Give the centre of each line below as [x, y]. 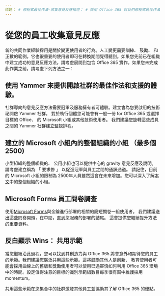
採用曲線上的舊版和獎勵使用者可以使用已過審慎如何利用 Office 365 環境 [86, 266]
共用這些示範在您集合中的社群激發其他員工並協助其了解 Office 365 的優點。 [82, 289]
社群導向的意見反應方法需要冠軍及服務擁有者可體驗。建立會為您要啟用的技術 [82, 107]
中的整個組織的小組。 [31, 182]
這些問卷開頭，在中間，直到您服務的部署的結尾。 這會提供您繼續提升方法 [83, 218]
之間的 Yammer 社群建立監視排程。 [41, 126]
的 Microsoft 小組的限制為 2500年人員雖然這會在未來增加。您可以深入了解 [80, 176]
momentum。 [19, 278]
